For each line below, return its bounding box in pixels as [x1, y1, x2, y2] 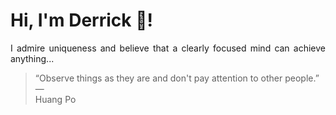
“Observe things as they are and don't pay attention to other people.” [34, 72, 320, 84]
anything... [10, 52, 55, 64]
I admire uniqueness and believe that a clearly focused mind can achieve [10, 42, 326, 54]
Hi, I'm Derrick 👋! [10, 9, 153, 32]
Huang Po [34, 93, 77, 105]
